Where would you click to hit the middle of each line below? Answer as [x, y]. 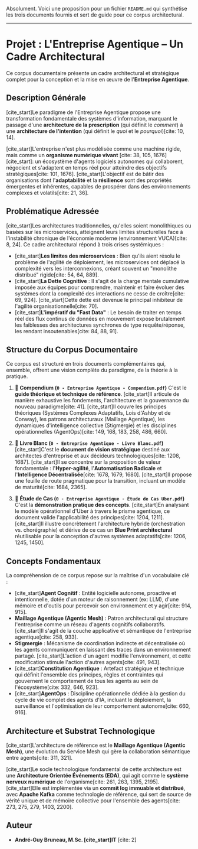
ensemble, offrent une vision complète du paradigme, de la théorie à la [92, 370]
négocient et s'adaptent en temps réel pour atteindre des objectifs [86, 167]
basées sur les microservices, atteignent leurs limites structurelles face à [95, 232]
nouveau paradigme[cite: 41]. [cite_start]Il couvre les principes [90, 406]
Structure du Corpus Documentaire [72, 349]
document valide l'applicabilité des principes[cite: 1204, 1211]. [89, 518]
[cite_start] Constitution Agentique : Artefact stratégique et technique [99, 669]
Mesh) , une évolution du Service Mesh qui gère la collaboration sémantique [98, 752]
